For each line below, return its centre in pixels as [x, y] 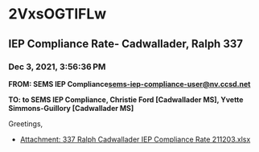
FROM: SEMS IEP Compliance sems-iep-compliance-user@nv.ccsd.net [129, 84]
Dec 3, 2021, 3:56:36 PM [57, 67]
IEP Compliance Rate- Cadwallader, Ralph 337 [126, 44]
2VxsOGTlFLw [58, 14]
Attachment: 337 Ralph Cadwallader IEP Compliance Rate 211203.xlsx [135, 139]
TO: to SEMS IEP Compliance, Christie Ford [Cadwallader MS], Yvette [126, 99]
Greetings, [26, 123]
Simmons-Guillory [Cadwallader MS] [71, 108]
